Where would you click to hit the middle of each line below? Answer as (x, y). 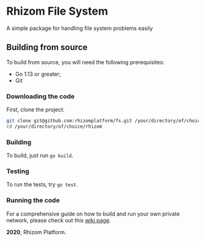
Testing (18, 171)
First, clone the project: (36, 110)
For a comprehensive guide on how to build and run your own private (93, 214)
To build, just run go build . (40, 156)
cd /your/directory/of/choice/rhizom (54, 127)
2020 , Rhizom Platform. (36, 232)
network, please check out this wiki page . (59, 220)
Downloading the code (41, 96)
